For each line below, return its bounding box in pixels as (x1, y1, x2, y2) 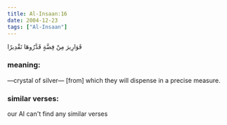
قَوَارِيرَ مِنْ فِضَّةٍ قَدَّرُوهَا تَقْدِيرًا (7, 43, 82, 51)
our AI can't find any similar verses (7, 110, 108, 118)
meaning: (7, 60, 41, 70)
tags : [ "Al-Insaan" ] (7, 23, 68, 30)
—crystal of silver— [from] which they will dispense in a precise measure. (7, 76, 221, 84)
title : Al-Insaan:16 (7, 10, 68, 18)
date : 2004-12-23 (7, 17, 58, 24)
